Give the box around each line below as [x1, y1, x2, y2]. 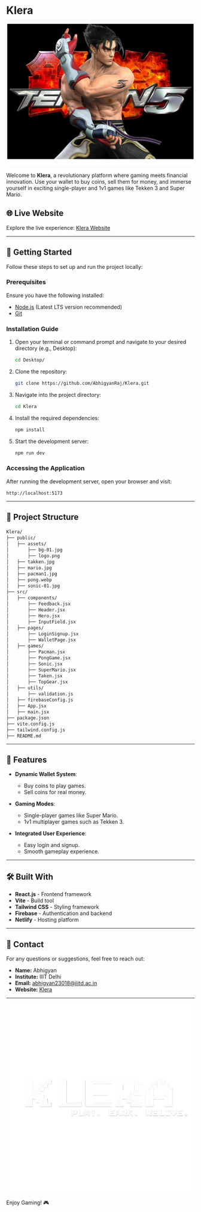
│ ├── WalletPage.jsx [6, 637, 77, 643]
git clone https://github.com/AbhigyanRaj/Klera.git [14, 381, 150, 387]
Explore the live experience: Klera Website [6, 224, 111, 231]
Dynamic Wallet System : [14, 771, 78, 778]
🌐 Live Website [6, 208, 64, 219]
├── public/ [6, 535, 36, 541]
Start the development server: [14, 438, 89, 445]
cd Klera [14, 403, 37, 409]
